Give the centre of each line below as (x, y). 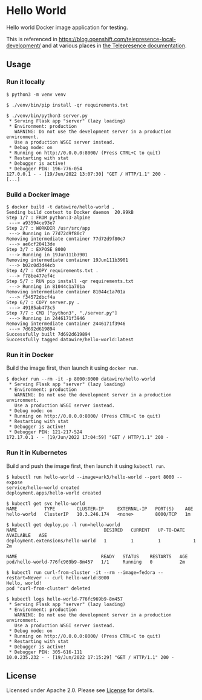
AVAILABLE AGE (27, 535)
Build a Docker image (38, 195)
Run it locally (26, 82)
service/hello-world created (43, 488)
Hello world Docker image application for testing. (67, 27)
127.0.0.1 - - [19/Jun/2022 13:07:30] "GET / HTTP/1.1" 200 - (86, 174)
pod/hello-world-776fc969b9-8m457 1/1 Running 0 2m (96, 562)
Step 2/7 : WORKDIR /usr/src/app (48, 228)
